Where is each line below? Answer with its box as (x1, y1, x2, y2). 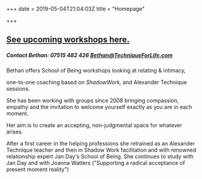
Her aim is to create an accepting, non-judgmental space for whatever (6, 122, 183, 129)
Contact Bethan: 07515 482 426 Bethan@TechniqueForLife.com (6, 51, 173, 58)
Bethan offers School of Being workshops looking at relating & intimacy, (6, 67, 186, 74)
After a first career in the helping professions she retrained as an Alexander (6, 140, 195, 147)
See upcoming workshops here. (6, 35, 130, 45)
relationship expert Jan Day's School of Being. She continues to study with (6, 153, 193, 160)
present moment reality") (6, 166, 69, 173)
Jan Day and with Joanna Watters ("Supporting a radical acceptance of (6, 160, 186, 167)
